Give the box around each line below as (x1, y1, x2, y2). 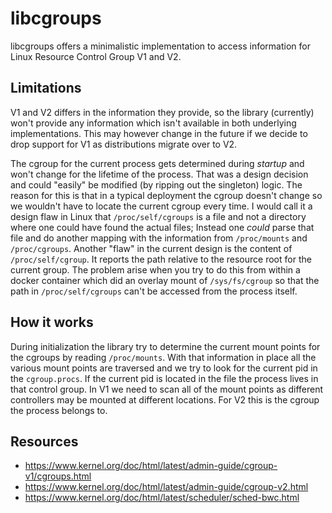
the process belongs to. (10, 404, 108, 416)
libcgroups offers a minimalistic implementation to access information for (10, 40, 311, 52)
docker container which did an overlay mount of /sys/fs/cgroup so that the (10, 274, 320, 286)
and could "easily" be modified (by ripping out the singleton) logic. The (10, 178, 303, 191)
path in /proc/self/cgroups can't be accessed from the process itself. (10, 285, 298, 297)
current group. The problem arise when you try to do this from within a (10, 263, 301, 276)
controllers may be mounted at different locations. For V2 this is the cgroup (10, 393, 320, 406)
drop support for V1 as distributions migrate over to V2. (10, 138, 238, 150)
